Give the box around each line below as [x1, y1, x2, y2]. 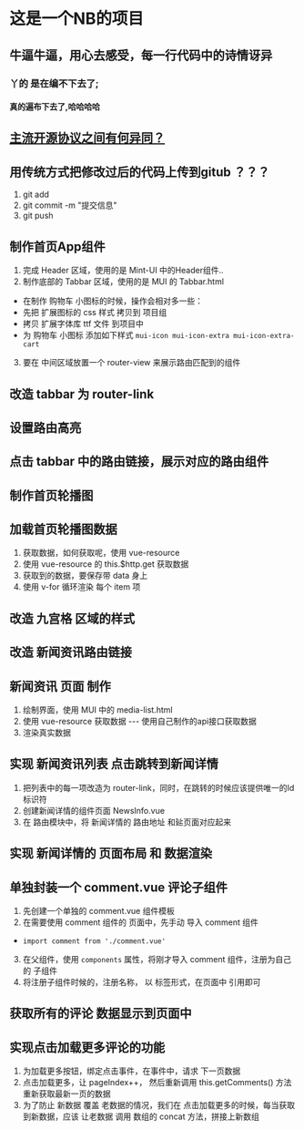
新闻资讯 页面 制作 [9, 678, 111, 693]
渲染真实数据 [22, 727, 71, 738]
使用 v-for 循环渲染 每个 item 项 [22, 581, 141, 592]
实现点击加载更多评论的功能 [9, 1040, 166, 1055]
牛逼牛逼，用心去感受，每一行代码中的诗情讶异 [9, 47, 273, 63]
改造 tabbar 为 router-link [9, 386, 155, 402]
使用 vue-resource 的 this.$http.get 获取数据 [22, 559, 189, 570]
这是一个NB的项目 [9, 8, 144, 29]
